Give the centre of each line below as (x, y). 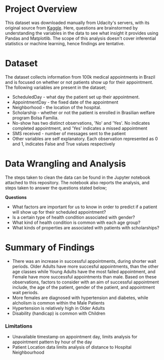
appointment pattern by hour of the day (52, 342)
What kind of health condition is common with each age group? (76, 222)
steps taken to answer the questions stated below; (56, 188)
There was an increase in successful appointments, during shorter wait (84, 261)
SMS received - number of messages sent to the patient (69, 133)
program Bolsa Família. (35, 118)
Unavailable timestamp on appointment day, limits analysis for (75, 337)
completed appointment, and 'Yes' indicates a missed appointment (80, 128)
